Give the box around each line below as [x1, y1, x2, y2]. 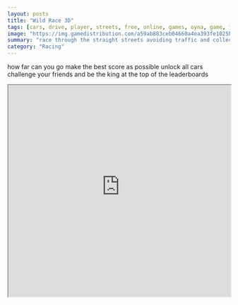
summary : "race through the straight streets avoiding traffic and [7, 37, 210, 44]
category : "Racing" [7, 43, 65, 50]
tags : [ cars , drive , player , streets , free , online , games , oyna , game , [7, 23, 226, 30]
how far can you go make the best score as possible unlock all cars [7, 63, 203, 71]
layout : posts [7, 10, 49, 18]
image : [7, 30, 27, 37]
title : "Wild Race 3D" [7, 17, 74, 24]
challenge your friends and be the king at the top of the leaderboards [7, 70, 208, 78]
